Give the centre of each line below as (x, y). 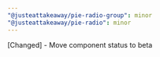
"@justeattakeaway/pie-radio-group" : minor (80, 15)
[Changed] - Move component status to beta (80, 45)
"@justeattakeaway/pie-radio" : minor (69, 23)
